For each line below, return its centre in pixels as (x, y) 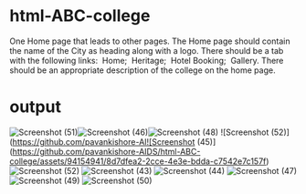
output (36, 107)
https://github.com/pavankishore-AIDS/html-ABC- (106, 151)
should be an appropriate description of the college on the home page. (142, 70)
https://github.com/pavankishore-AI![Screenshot (104, 141)
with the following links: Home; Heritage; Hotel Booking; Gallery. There (147, 60)
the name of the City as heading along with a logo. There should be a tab (147, 50)
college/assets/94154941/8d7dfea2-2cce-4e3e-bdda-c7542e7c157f (138, 161)
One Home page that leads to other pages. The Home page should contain (150, 41)
